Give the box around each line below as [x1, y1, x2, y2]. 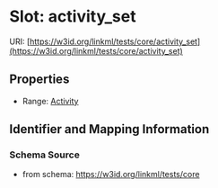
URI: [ [9, 36, 31, 47]
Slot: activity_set [9, 6, 136, 27]
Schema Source [9, 148, 81, 161]
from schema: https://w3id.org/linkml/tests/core [22, 169, 200, 180]
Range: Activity [22, 95, 79, 106]
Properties [9, 72, 70, 87]
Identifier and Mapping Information [9, 121, 210, 137]
